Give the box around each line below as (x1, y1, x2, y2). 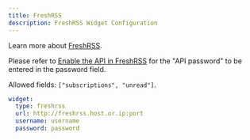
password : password (15, 124, 80, 132)
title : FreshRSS (8, 11, 62, 20)
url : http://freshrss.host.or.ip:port (15, 110, 144, 118)
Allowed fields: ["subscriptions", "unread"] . (8, 80, 156, 89)
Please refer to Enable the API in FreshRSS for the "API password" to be (8, 56, 242, 66)
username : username (15, 117, 80, 125)
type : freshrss (15, 102, 66, 111)
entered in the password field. (8, 64, 106, 74)
